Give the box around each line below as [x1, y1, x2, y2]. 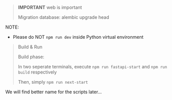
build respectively [17, 69, 57, 75]
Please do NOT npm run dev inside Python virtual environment [12, 34, 144, 40]
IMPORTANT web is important [17, 5, 82, 10]
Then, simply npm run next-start [17, 79, 88, 85]
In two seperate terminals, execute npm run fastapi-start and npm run [17, 64, 167, 69]
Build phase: [17, 54, 45, 60]
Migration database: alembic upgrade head [17, 14, 109, 20]
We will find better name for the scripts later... [5, 89, 102, 95]
